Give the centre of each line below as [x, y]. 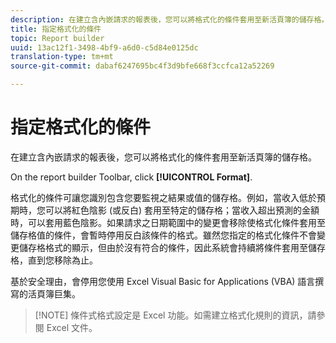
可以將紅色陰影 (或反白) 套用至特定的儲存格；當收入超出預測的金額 [182, 210]
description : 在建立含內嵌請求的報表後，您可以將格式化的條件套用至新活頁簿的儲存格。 [170, 19]
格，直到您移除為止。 [54, 260]
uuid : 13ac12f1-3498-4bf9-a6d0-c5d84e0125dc [104, 47]
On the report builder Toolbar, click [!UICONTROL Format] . [131, 177]
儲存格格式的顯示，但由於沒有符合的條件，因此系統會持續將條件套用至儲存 [172, 247]
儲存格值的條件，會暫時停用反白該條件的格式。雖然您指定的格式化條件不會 [163, 235]
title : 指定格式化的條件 [56, 29]
